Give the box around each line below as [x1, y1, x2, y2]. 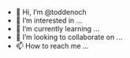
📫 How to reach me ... [15, 42, 89, 50]
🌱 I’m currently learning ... [15, 24, 100, 33]
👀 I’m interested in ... [15, 16, 83, 25]
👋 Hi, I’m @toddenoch [15, 8, 87, 16]
